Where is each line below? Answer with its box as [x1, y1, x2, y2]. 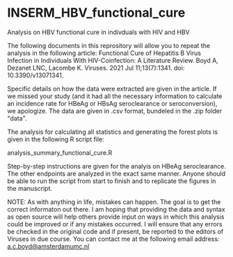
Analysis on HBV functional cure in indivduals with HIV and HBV [7, 28, 190, 36]
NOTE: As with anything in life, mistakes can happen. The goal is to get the [7, 197, 221, 206]
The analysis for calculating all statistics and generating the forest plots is [7, 127, 218, 136]
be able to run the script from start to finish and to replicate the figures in [7, 176, 216, 185]
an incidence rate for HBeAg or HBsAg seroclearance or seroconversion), [7, 99, 218, 107]
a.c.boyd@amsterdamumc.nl [7, 242, 90, 250]
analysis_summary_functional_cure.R [7, 148, 113, 157]
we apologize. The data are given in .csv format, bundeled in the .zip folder [7, 107, 223, 115]
